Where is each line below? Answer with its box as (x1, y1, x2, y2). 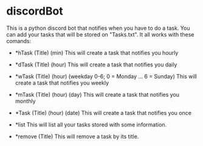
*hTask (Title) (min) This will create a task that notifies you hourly (15, 49, 179, 56)
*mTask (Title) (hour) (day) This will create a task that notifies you (15, 91, 180, 98)
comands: (6, 37, 32, 44)
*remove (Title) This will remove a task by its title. (15, 133, 139, 140)
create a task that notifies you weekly (15, 79, 109, 86)
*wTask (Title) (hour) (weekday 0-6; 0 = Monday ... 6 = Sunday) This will (15, 72, 198, 80)
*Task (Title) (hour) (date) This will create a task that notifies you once (15, 109, 191, 116)
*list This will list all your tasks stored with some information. (15, 120, 167, 128)
